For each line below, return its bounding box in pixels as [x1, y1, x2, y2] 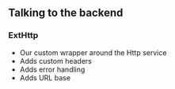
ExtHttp [8, 30, 39, 41]
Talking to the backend [8, 6, 124, 20]
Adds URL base [19, 72, 71, 82]
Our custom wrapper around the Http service [19, 47, 167, 57]
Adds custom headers [19, 56, 93, 65]
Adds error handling [19, 65, 86, 74]
